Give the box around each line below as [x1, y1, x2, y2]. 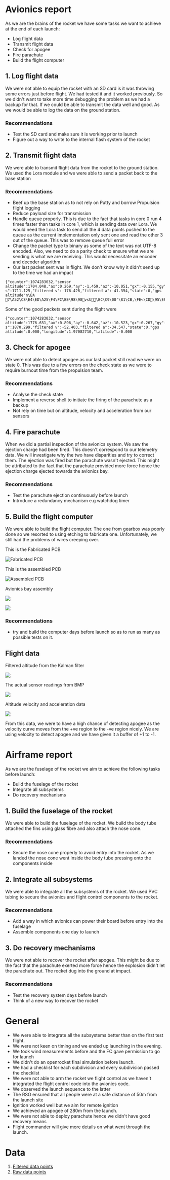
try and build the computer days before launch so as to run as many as [12, 629, 160, 635]
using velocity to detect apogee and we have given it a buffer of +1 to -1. [5, 732, 156, 738]
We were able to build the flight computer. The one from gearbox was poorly [5, 526, 165, 532]
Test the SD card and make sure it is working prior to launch [12, 131, 138, 137]
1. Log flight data [5, 72, 59, 81]
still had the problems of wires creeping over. [5, 537, 100, 543]
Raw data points [12, 1169, 47, 1175]
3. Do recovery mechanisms [5, 944, 96, 952]
